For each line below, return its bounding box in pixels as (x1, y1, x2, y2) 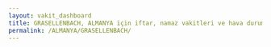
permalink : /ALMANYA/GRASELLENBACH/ (8, 26, 131, 34)
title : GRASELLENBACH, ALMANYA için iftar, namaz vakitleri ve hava (8, 19, 244, 27)
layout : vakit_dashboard (8, 11, 92, 20)
